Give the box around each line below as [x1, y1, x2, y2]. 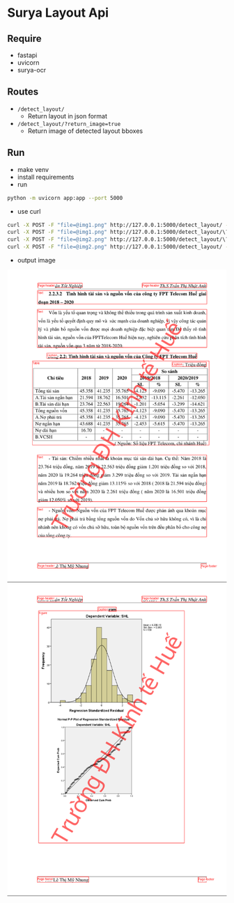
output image [17, 256, 56, 264]
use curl [17, 207, 41, 215]
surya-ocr [17, 66, 47, 74]
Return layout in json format [27, 111, 108, 120]
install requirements [17, 173, 75, 181]
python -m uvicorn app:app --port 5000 [7, 194, 123, 201]
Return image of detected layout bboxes [27, 127, 143, 135]
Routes [7, 86, 39, 98]
